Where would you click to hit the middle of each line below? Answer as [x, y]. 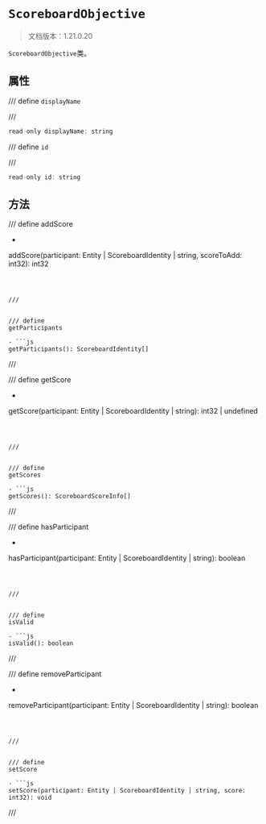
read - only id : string [45, 177]
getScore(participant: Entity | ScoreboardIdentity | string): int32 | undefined [133, 411]
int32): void [30, 798]
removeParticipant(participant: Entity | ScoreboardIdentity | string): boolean [133, 705]
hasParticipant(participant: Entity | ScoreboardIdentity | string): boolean [127, 558]
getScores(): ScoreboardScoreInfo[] [70, 497]
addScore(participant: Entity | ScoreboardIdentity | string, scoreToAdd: [125, 256]
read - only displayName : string [61, 131]
